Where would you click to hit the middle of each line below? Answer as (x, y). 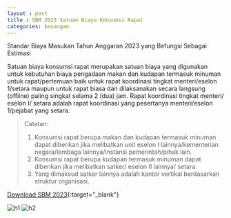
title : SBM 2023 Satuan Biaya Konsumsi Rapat (75, 20)
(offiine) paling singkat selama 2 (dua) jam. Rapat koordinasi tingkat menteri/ (115, 96)
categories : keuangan (38, 26)
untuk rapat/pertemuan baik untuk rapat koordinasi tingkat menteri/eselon (112, 81)
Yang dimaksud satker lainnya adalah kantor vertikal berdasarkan (127, 174)
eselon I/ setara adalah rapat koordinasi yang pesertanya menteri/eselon (110, 103)
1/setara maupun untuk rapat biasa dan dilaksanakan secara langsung (106, 89)
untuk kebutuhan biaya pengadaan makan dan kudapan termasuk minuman (114, 74)
